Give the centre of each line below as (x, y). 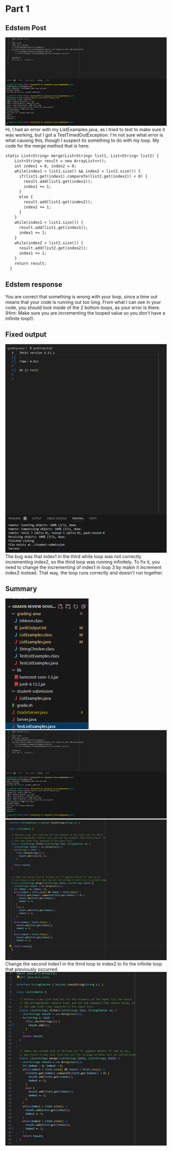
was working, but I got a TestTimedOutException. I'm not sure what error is (84, 135)
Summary (21, 589)
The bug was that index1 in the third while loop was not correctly (73, 556)
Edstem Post (26, 28)
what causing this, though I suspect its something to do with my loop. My (82, 140)
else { (26, 197)
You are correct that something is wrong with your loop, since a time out (81, 296)
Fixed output (26, 334)
